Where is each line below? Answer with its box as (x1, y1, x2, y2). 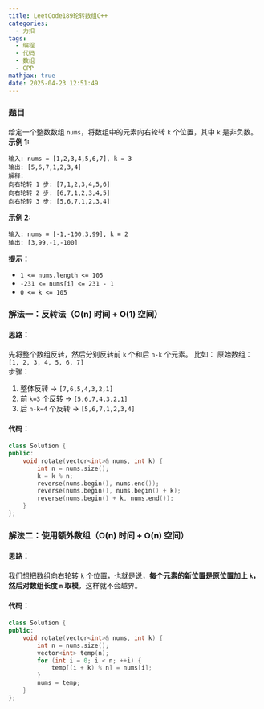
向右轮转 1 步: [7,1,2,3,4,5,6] (8, 180, 111, 188)
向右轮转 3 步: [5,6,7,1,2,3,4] (8, 197, 111, 205)
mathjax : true (8, 72, 56, 80)
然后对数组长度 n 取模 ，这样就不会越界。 (8, 581, 142, 590)
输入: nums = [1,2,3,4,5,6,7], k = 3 (8, 155, 132, 163)
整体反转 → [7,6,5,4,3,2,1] (19, 383, 114, 393)
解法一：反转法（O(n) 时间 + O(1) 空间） (8, 308, 163, 319)
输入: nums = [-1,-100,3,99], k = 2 (8, 230, 128, 238)
